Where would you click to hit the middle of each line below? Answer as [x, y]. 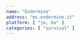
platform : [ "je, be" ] [35, 22]
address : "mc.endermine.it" [41, 17]
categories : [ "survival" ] [41, 28]
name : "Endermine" [29, 11]
